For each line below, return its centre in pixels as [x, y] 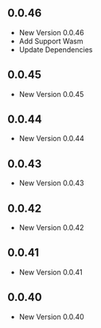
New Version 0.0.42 [51, 228]
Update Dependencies [56, 49]
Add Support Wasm [51, 41]
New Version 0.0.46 [51, 32]
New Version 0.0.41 [50, 272]
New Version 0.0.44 [52, 139]
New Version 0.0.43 [51, 183]
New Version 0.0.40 [51, 317]
